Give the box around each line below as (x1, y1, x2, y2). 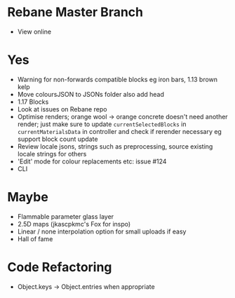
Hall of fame (17, 234, 53, 243)
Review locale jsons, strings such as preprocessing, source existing (17, 142, 213, 151)
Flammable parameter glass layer (17, 212, 114, 221)
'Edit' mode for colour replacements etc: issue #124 (17, 157, 167, 165)
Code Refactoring (7, 259, 112, 275)
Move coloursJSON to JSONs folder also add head (17, 90, 165, 98)
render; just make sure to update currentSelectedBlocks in (17, 120, 187, 128)
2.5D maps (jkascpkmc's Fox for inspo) (17, 219, 131, 228)
